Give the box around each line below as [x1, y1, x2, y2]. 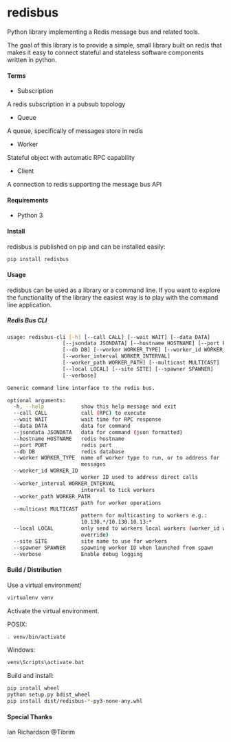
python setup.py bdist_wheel [7, 691, 91, 699]
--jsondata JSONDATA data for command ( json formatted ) [13, 429, 184, 435]
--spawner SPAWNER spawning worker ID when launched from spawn [13, 544, 214, 551]
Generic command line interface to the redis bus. [7, 384, 155, 391]
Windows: [7, 646, 36, 654]
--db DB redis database [13, 448, 125, 455]
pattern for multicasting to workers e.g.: [80, 512, 208, 519]
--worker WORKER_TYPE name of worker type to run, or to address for [13, 455, 220, 462]
